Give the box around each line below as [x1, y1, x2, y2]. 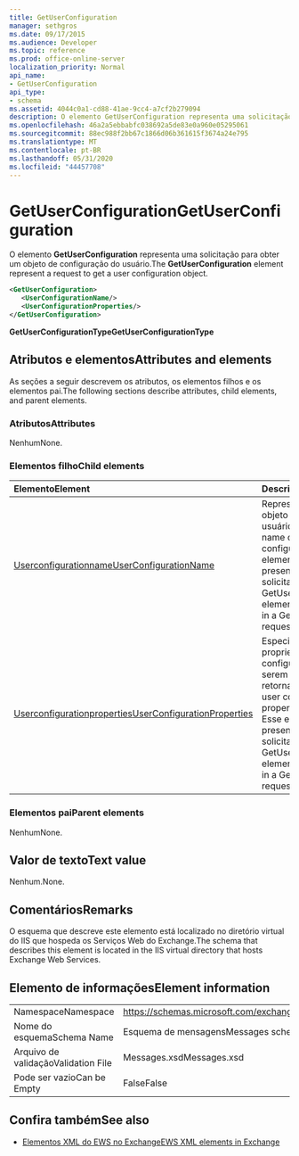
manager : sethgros [9, 21, 77, 30]
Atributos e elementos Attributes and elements [9, 352, 272, 367]
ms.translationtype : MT [9, 137, 98, 146]
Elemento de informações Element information [9, 980, 271, 995]
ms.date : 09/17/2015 [9, 29, 86, 38]
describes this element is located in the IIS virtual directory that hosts [9, 945, 263, 955]
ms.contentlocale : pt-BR [9, 145, 101, 154]
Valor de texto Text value [9, 853, 147, 868]
